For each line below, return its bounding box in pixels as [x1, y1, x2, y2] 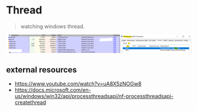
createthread [14, 99, 46, 106]
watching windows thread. [20, 23, 85, 30]
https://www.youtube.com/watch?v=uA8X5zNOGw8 [14, 80, 142, 87]
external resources [6, 65, 78, 75]
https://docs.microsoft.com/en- [14, 86, 91, 93]
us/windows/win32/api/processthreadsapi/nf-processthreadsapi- [14, 92, 174, 99]
